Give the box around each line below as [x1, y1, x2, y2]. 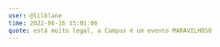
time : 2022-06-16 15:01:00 [8, 19, 98, 27]
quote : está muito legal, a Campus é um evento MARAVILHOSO [8, 26, 213, 34]
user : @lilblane [8, 11, 62, 20]
